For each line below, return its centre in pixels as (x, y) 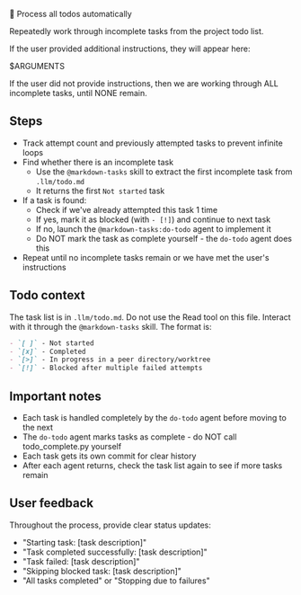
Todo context (47, 295)
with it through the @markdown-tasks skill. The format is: (111, 326)
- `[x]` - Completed (48, 351)
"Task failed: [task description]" (81, 561)
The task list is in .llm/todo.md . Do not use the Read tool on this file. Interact (150, 317)
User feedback (52, 503)
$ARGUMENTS (37, 66)
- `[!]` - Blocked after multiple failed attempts (106, 369)
